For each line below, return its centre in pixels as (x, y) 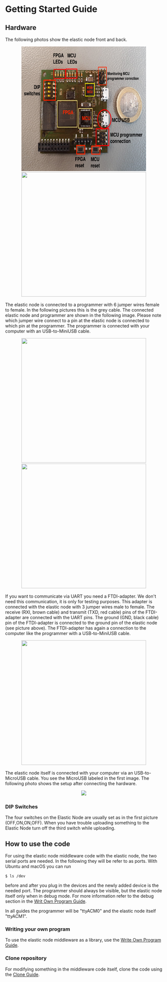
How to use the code (38, 844)
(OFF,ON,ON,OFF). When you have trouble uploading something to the (77, 823)
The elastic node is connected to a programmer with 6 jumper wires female (82, 305)
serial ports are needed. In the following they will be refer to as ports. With (81, 861)
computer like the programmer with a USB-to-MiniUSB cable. (68, 633)
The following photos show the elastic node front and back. (66, 39)
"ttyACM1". (16, 916)
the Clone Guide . (22, 974)
